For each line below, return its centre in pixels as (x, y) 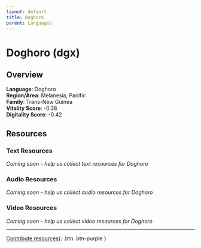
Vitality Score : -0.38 (32, 108)
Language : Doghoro (31, 89)
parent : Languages (29, 23)
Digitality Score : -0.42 (34, 115)
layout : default (26, 12)
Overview (25, 75)
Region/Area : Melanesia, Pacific (46, 95)
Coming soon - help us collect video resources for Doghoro (79, 221)
